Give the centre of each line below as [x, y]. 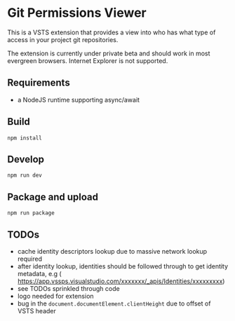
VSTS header [36, 311]
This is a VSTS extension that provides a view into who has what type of [112, 32]
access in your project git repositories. [63, 39]
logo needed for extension [55, 296]
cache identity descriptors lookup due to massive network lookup [112, 251]
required [30, 259]
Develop [26, 159]
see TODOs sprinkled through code [69, 288]
